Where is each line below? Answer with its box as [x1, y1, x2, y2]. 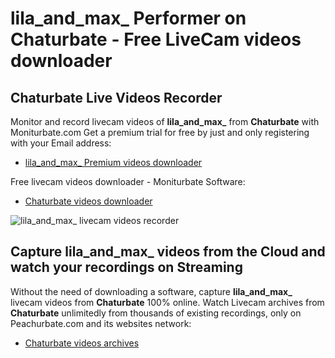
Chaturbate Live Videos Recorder [10, 89, 223, 106]
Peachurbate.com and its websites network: [10, 317, 192, 329]
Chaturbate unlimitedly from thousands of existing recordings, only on [10, 307, 302, 319]
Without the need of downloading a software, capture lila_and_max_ [10, 285, 293, 297]
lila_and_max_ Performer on [10, 7, 247, 30]
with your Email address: [10, 137, 112, 149]
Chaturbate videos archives [24, 337, 140, 349]
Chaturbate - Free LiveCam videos [10, 28, 302, 51]
